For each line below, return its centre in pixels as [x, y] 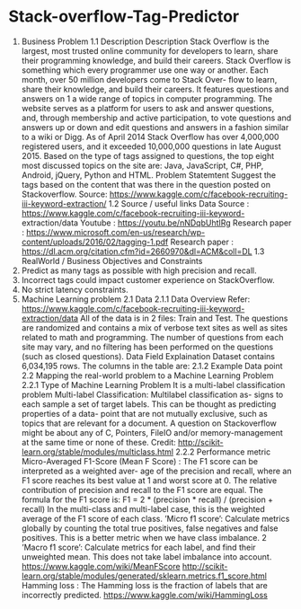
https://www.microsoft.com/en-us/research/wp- [115, 232]
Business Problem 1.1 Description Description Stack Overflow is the [146, 41]
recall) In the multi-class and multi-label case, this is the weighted [143, 508]
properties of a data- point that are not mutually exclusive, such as [145, 413]
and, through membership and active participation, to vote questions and [156, 118]
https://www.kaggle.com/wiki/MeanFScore [101, 566]
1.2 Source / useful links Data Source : [179, 203]
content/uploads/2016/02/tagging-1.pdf [95, 242]
